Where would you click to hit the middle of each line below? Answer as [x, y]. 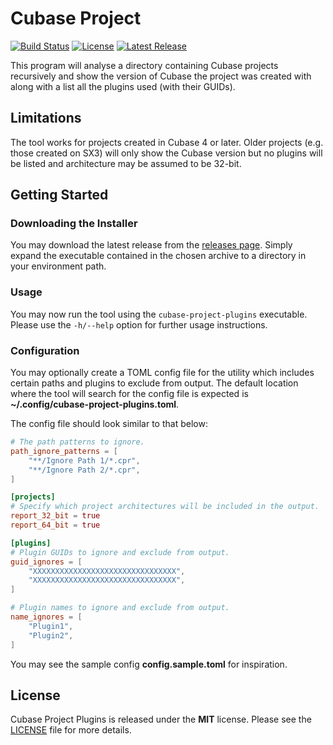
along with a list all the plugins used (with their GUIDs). [123, 86]
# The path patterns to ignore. [77, 442]
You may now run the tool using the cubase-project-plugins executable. [159, 314]
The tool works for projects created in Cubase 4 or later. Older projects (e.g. [167, 142]
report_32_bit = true [55, 516]
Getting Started [59, 195]
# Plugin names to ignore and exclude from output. [120, 608]
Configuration [45, 350]
